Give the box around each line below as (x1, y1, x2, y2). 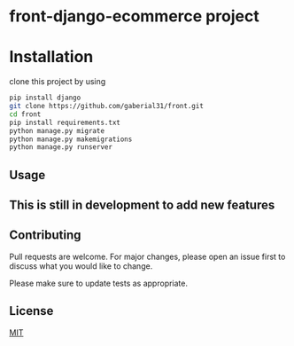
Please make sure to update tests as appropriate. (9, 278, 189, 288)
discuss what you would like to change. (9, 260, 153, 271)
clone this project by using (9, 76, 106, 87)
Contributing (9, 228, 81, 243)
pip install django (9, 93, 81, 103)
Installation (9, 47, 94, 67)
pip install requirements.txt (9, 118, 121, 127)
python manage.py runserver (9, 143, 113, 152)
